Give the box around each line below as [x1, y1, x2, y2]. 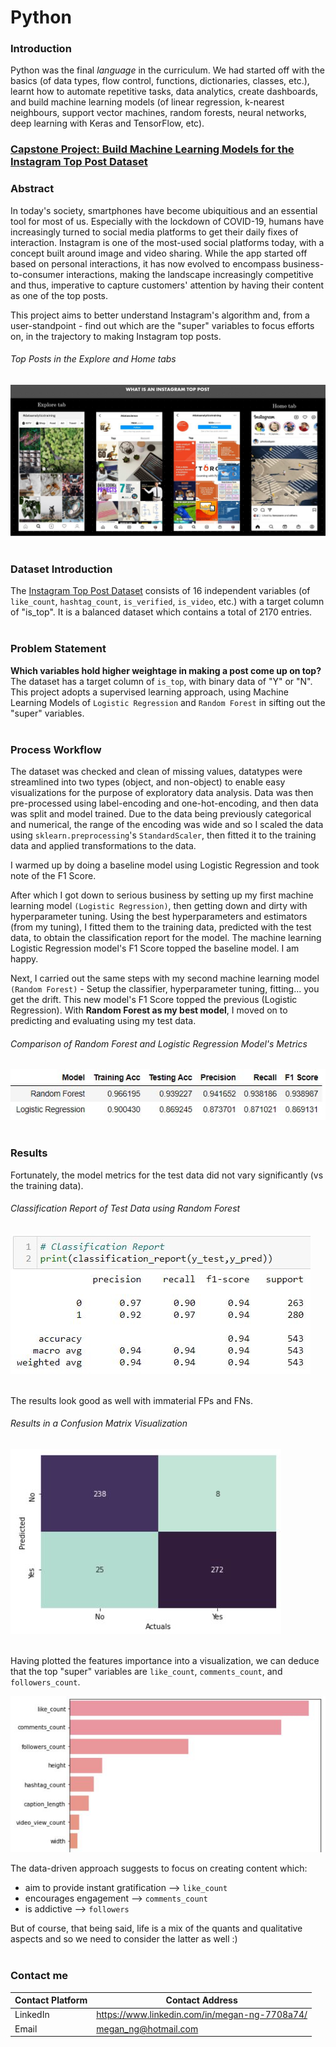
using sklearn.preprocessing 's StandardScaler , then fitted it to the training [10, 829, 317, 841]
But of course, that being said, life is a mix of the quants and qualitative [10, 1922, 303, 1935]
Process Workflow [10, 742, 102, 756]
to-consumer [10, 268, 65, 280]
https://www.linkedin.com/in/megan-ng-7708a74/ [96, 2009, 308, 2021]
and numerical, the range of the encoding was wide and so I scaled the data [10, 818, 324, 830]
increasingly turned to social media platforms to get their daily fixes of [10, 226, 299, 238]
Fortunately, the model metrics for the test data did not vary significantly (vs [10, 1169, 324, 1181]
